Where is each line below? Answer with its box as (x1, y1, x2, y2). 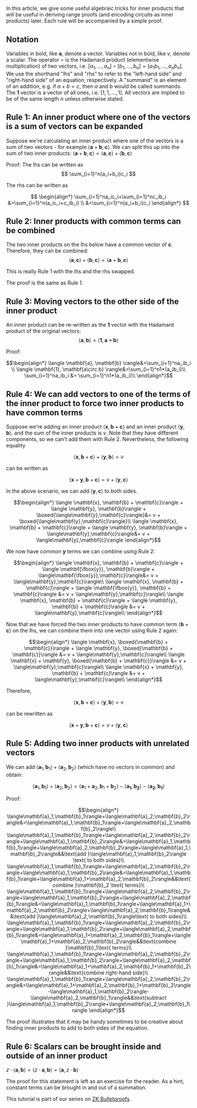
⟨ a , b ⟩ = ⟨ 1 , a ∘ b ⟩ (78, 337, 119, 344)
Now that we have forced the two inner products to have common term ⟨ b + (6, 621, 189, 628)
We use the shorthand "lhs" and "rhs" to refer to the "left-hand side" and (6, 70, 182, 77)
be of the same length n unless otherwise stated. (6, 95, 124, 102)
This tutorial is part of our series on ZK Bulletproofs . (6, 1096, 131, 1103)
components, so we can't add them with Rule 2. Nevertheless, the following (6, 436, 189, 443)
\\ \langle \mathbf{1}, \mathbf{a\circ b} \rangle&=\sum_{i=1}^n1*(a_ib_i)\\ (11, 366, 186, 373)
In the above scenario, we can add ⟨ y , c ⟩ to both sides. (6, 487, 138, 495)
